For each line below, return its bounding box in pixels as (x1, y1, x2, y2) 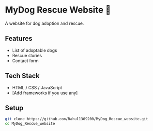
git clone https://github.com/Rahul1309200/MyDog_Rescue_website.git (5, 116, 149, 122)
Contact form (12, 58, 39, 64)
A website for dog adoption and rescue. (5, 20, 84, 26)
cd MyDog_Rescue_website (5, 121, 55, 126)
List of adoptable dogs (12, 47, 57, 53)
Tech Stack (5, 72, 40, 80)
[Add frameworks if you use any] (12, 90, 78, 96)
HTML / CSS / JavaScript (12, 84, 62, 90)
